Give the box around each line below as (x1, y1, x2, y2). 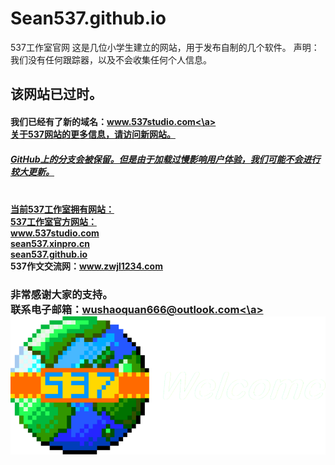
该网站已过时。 (10, 86, 103, 103)
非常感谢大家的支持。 (10, 287, 113, 301)
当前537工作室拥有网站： (10, 203, 115, 215)
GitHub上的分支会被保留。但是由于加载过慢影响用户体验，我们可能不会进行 (10, 153, 321, 165)
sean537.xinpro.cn (10, 237, 91, 249)
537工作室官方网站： (10, 215, 97, 227)
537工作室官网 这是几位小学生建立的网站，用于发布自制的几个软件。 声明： (10, 41, 320, 53)
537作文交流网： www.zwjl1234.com (10, 260, 163, 272)
